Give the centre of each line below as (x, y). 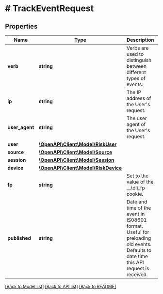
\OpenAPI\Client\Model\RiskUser (78, 144)
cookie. (135, 194)
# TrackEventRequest (49, 8)
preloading (139, 238)
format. (135, 226)
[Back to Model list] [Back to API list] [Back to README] (61, 286)
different (136, 72)
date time (137, 256)
